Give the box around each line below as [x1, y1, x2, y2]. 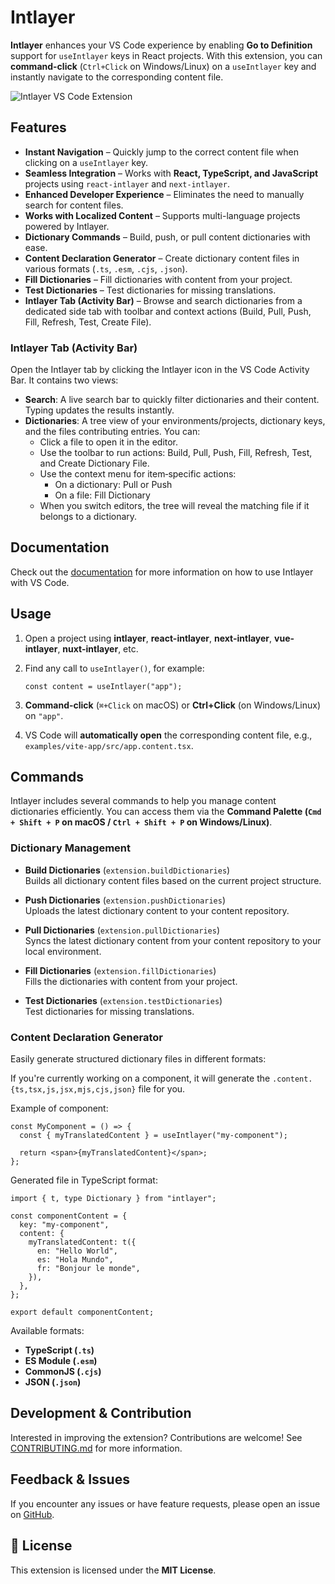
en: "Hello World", [36, 1246, 118, 1256]
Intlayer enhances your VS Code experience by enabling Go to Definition [10, 39, 313, 51]
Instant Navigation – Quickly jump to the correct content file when [24, 146, 299, 158]
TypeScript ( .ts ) [24, 1344, 95, 1356]
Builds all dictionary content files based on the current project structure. [24, 874, 322, 886]
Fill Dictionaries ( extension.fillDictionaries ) [24, 964, 217, 976]
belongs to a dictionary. [39, 511, 138, 523]
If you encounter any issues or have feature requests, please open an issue [10, 1497, 321, 1510]
